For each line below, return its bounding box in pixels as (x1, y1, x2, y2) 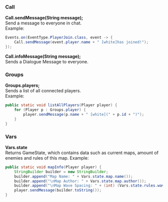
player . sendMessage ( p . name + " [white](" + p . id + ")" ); (23, 112, 144, 117)
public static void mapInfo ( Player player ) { (5, 165, 101, 170)
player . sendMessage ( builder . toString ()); (14, 188, 101, 193)
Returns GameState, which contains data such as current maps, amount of (5, 150, 159, 156)
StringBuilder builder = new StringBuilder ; (14, 169, 108, 174)
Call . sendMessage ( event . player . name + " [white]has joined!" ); (14, 40, 149, 45)
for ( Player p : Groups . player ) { (14, 107, 86, 113)
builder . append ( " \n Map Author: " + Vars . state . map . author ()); (14, 179, 146, 184)
